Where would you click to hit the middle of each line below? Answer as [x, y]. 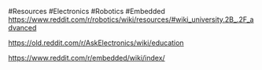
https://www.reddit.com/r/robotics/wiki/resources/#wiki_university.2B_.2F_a [131, 19]
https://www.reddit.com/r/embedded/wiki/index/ [87, 58]
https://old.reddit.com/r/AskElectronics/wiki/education [96, 43]
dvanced [22, 28]
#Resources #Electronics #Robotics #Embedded [87, 11]
